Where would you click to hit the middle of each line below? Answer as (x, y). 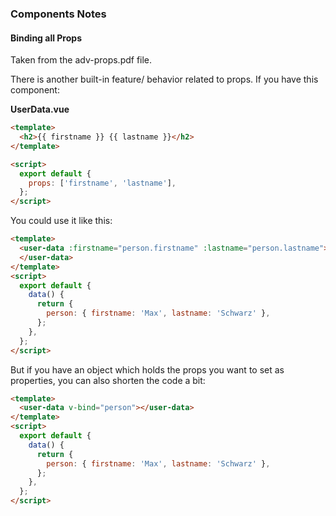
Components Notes (58, 14)
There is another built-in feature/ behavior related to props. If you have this (164, 79)
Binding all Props (46, 38)
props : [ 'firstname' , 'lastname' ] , (102, 183)
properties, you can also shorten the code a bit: (108, 380)
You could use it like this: (61, 221)
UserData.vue (40, 109)
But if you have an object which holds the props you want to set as (147, 369)
